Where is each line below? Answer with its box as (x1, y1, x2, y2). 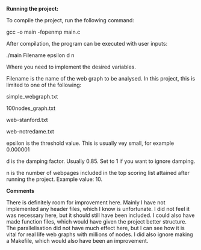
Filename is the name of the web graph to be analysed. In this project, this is (6, 75, 196, 82)
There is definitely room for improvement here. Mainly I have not (6, 199, 165, 206)
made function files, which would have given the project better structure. (6, 218, 187, 225)
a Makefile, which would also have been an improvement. (6, 237, 149, 244)
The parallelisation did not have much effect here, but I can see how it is (6, 225, 185, 231)
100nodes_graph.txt (6, 105, 56, 112)
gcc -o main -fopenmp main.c (6, 28, 81, 35)
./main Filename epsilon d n (6, 52, 75, 59)
